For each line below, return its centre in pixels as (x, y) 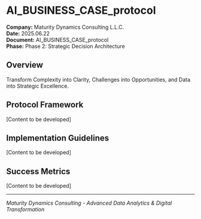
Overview (25, 65)
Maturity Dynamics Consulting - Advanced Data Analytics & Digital (89, 203)
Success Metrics (38, 171)
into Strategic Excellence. (37, 86)
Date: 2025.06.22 (28, 33)
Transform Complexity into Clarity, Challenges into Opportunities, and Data (98, 79)
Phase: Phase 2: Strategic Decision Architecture (66, 46)
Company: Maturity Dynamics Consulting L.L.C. (65, 27)
